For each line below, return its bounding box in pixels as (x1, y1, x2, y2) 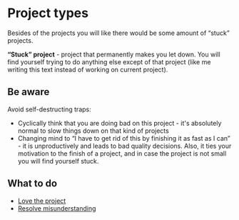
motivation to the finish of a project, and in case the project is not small (17, 149, 227, 158)
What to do (7, 177, 58, 190)
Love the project (17, 196, 66, 205)
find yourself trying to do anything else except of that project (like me (7, 57, 211, 66)
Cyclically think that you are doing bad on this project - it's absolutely (17, 119, 222, 127)
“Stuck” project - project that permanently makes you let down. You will (7, 50, 220, 59)
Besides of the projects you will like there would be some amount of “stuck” (7, 29, 230, 37)
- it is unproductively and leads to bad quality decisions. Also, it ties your (17, 141, 232, 150)
